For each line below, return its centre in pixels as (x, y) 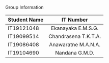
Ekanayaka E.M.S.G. (75, 28)
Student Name (26, 20)
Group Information (25, 7)
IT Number (75, 20)
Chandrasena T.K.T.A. (75, 36)
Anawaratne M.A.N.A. (75, 45)
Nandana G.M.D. (75, 53)
